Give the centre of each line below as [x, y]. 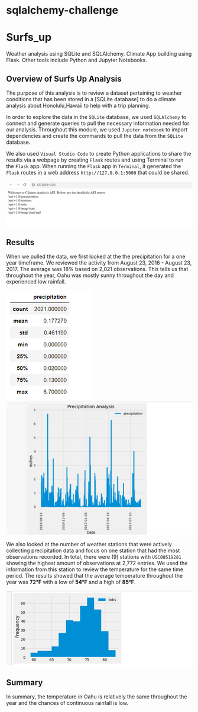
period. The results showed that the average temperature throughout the [95, 575]
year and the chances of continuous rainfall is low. [67, 703]
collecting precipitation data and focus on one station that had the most [93, 550]
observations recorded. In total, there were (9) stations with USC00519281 [94, 556]
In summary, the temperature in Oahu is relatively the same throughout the [97, 697]
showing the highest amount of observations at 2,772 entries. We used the [97, 563]
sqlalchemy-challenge [62, 10]
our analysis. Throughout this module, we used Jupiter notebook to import [97, 129]
